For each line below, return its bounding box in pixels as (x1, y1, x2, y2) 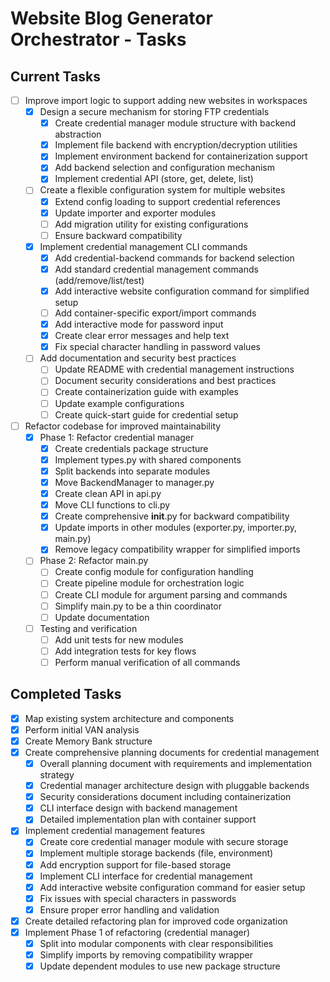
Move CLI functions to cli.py (54, 499, 171, 511)
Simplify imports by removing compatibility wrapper (39, 949, 253, 961)
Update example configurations (54, 397, 185, 409)
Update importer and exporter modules (54, 207, 217, 219)
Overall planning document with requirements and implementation (39, 758, 312, 769)
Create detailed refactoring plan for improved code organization (24, 915, 288, 927)
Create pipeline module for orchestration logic (54, 577, 245, 589)
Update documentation (54, 611, 150, 623)
